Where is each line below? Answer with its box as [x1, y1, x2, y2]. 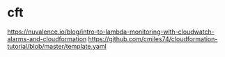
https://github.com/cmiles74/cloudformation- [88, 34, 218, 43]
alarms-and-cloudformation [7, 34, 87, 43]
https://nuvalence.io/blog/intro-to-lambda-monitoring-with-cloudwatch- [7, 27, 215, 36]
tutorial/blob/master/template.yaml [7, 42, 107, 50]
